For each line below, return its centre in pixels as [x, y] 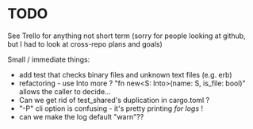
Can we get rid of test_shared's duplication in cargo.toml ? [114, 100]
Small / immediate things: [49, 59]
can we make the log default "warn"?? [81, 116]
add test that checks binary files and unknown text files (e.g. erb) [125, 74]
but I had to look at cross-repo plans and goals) [85, 44]
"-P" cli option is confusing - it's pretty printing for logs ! [111, 108]
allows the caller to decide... [65, 91]
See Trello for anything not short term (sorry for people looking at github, [127, 36]
